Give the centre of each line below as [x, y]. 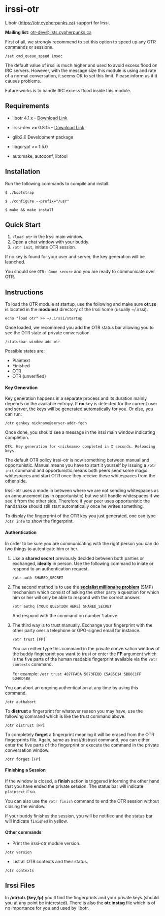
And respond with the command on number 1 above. [66, 615]
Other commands [23, 832]
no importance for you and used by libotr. [47, 908]
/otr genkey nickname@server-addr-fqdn [46, 423]
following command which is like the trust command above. [65, 716]
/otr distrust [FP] [25, 725]
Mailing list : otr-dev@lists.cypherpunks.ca [49, 32]
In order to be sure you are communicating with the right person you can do [82, 543]
